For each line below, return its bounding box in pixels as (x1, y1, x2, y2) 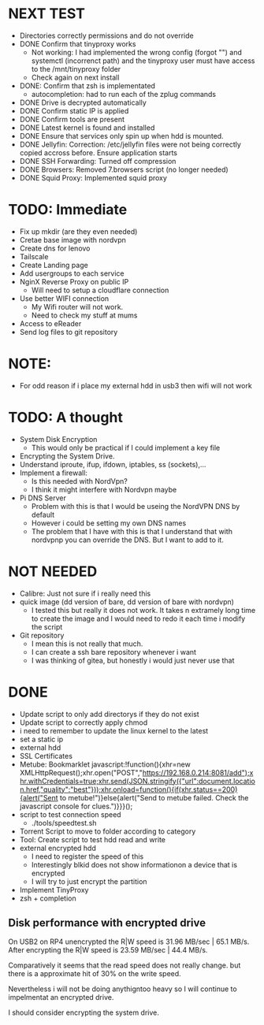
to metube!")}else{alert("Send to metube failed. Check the (59, 793, 249, 802)
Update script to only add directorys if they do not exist (19, 709, 199, 719)
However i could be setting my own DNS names (31, 518, 187, 528)
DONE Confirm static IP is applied (19, 106, 129, 115)
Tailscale (19, 251, 49, 261)
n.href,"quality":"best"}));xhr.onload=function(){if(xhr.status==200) (19, 785, 238, 794)
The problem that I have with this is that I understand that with (31, 526, 232, 536)
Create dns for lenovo (19, 243, 91, 253)
